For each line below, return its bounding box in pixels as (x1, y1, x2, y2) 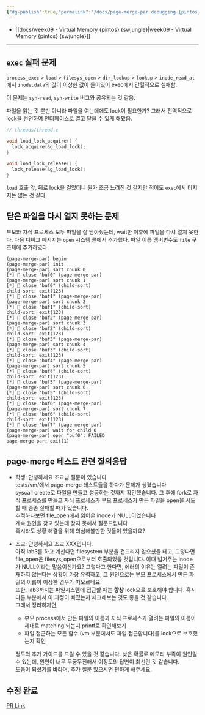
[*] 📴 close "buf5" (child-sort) (6, 390, 92, 396)
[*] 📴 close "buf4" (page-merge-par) (6, 357, 103, 364)
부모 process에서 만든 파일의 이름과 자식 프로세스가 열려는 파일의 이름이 (24, 615, 196, 622)
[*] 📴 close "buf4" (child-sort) (6, 369, 92, 375)
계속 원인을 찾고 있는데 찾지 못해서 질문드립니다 (15, 520, 128, 527)
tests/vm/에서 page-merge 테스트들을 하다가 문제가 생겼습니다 (15, 481, 167, 489)
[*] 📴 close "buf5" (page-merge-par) (6, 379, 103, 386)
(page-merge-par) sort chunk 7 (6, 406, 86, 412)
